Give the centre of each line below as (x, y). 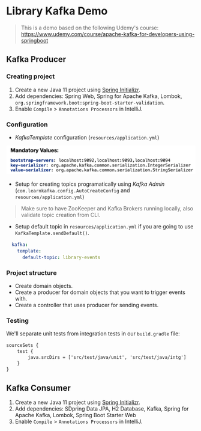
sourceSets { (22, 346)
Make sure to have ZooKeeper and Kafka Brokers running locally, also (107, 209)
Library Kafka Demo (57, 11)
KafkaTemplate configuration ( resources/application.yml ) (87, 137)
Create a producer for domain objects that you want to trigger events (100, 292)
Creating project (31, 76)
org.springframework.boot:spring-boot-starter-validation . (90, 102)
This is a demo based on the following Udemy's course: (90, 28)
